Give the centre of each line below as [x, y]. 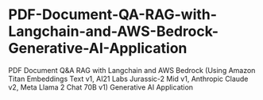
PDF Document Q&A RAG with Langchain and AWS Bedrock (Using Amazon [132, 70]
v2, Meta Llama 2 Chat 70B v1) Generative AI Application [101, 87]
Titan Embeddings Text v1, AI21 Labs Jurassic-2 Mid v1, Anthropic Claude [128, 79]
